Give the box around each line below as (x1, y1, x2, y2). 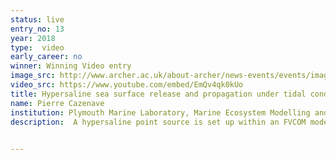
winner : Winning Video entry (10, 61, 132, 71)
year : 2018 (10, 33, 56, 43)
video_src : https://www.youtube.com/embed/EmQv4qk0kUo (10, 80, 244, 90)
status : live (10, 14, 65, 25)
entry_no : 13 (10, 24, 65, 34)
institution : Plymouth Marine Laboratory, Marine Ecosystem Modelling (10, 107, 311, 118)
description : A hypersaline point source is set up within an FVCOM (10, 117, 307, 127)
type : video (10, 42, 65, 53)
